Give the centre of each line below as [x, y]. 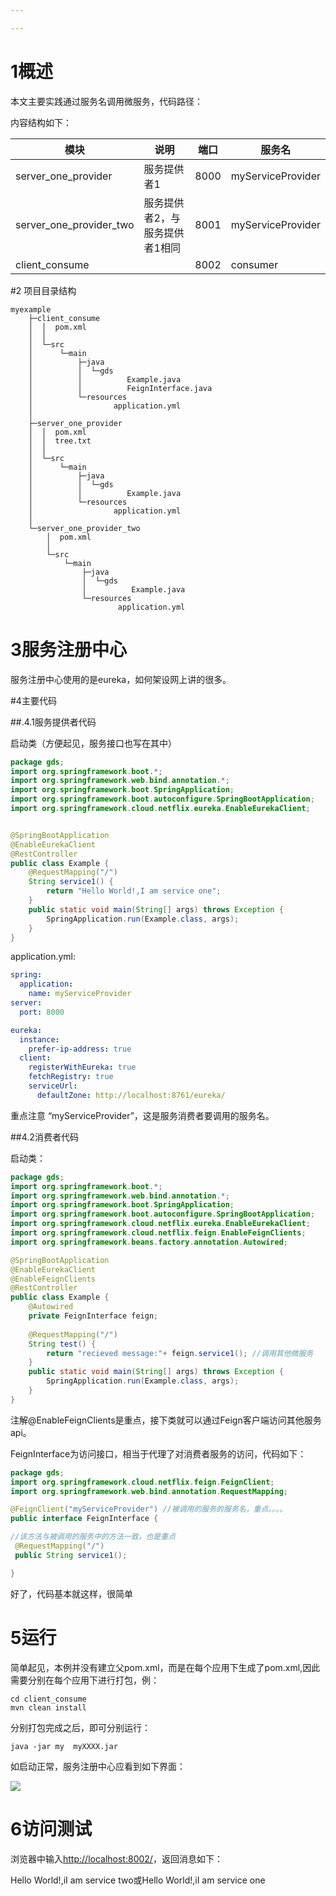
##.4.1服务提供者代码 [53, 722]
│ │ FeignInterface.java [120, 388]
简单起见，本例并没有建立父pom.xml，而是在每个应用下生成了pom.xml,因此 [165, 1667]
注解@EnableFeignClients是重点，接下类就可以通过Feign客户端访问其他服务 [166, 1420]
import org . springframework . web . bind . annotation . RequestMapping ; [149, 1491]
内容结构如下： [41, 122]
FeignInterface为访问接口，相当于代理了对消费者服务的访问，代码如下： [158, 1453]
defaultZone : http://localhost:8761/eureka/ [131, 1095]
